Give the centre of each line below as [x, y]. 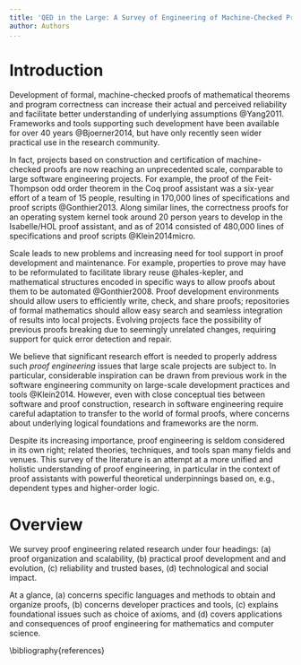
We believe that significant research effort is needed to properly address [143, 357]
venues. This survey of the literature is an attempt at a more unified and [141, 460]
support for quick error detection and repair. [90, 339]
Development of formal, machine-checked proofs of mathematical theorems [150, 95]
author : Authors [39, 26]
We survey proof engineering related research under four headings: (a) [140, 549]
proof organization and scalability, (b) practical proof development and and [148, 559]
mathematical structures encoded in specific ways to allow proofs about [142, 282]
